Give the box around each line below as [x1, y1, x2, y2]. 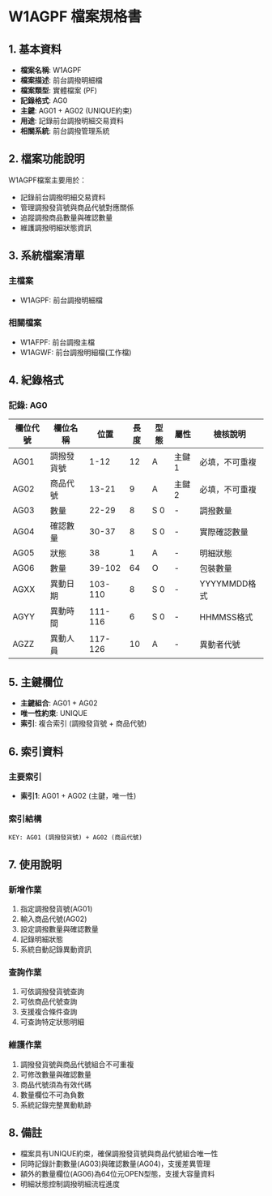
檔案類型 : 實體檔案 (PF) [19, 86, 98, 95]
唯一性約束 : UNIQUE [19, 709, 88, 718]
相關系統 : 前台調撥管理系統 [19, 126, 110, 135]
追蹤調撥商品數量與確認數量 [19, 212, 113, 222]
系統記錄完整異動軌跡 [19, 1100, 91, 1109]
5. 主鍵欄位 [8, 675, 63, 689]
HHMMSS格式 [199, 611, 253, 623]
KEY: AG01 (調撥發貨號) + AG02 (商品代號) [8, 834, 143, 842]
